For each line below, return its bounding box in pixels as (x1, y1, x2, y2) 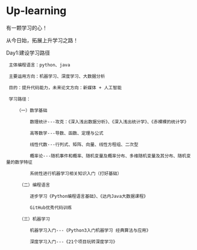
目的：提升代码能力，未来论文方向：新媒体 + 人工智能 (8, 85, 122, 90)
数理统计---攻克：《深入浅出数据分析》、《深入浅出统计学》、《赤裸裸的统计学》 (29, 119, 189, 124)
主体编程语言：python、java (8, 62, 71, 68)
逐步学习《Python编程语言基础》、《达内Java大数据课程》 (29, 193, 148, 199)
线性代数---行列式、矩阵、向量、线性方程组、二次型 (29, 141, 139, 147)
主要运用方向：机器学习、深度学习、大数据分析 (8, 73, 105, 79)
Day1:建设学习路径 (6, 49, 51, 56)
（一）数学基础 (16, 107, 48, 113)
